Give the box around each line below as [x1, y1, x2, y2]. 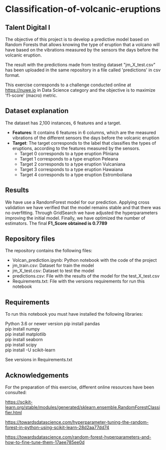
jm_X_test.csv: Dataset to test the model [12, 268, 95, 274]
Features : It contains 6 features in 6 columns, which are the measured [12, 129, 156, 135]
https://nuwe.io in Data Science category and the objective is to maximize [5, 87, 156, 93]
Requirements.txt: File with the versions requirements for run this [12, 279, 145, 284]
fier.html [5, 410, 22, 416]
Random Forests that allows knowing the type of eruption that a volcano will [5, 42, 160, 48]
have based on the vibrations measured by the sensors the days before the [5, 47, 159, 53]
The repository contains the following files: [5, 248, 93, 254]
